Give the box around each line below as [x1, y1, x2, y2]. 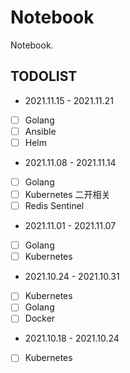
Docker [24, 312, 56, 325]
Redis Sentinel [24, 200, 85, 212]
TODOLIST [10, 68, 78, 85]
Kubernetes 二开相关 [24, 189, 111, 200]
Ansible [24, 125, 57, 137]
